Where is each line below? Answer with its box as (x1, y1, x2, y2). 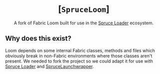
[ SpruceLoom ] (58, 3, 110, 15)
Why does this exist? (5, 34, 71, 43)
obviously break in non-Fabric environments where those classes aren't (5, 53, 153, 59)
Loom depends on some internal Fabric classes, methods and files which (5, 47, 156, 53)
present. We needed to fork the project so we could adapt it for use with (5, 58, 153, 64)
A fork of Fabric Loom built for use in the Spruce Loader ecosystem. (14, 20, 154, 26)
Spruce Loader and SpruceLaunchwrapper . (5, 63, 94, 69)
